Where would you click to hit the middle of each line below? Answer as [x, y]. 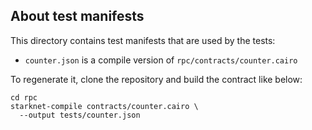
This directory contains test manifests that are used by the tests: [143, 40]
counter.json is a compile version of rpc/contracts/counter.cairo [161, 60]
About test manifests [77, 16]
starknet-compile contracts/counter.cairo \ [104, 106]
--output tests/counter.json [80, 115]
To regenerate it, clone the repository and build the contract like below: [156, 79]
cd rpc [24, 97]
